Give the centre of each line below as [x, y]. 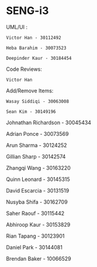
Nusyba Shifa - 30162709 [37, 202]
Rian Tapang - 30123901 [35, 236]
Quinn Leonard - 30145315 [38, 179]
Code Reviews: [24, 69]
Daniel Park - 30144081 [34, 247]
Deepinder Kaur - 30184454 [39, 58]
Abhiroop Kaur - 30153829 [38, 224]
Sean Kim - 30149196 [31, 112]
